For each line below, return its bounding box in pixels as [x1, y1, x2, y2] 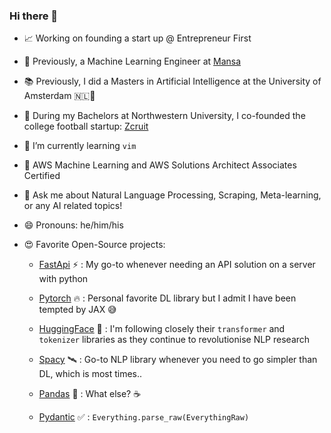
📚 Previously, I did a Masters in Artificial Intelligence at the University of [23, 75, 322, 88]
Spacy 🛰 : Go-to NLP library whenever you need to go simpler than [38, 354, 318, 366]
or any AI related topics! [23, 200, 123, 212]
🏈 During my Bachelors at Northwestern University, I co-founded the [23, 110, 306, 122]
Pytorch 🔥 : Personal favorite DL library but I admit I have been [38, 292, 297, 304]
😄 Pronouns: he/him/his [23, 219, 124, 231]
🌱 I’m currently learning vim [23, 140, 137, 152]
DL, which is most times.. [38, 368, 143, 380]
